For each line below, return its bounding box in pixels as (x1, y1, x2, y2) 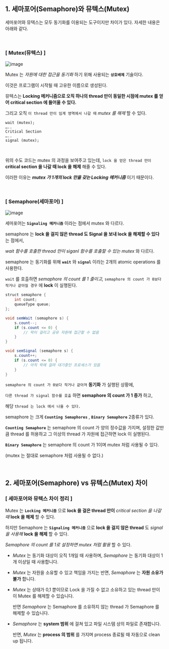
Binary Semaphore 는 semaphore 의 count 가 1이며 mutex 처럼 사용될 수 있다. (5, 442, 159, 448)
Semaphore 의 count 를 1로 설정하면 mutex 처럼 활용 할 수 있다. (5, 542, 132, 548)
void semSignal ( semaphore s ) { (5, 348, 73, 353)
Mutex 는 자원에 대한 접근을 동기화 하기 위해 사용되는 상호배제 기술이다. (5, 71, 144, 77)
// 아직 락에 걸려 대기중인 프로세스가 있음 (23, 362, 100, 368)
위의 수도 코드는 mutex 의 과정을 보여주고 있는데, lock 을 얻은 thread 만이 (5, 157, 151, 164)
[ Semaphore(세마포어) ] (5, 198, 64, 205)
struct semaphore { (5, 293, 46, 298)
